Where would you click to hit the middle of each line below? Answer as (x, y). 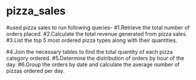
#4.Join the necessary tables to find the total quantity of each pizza (90, 51)
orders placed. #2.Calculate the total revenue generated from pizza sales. (97, 33)
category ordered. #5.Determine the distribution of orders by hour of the (95, 58)
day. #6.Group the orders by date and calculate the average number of (93, 64)
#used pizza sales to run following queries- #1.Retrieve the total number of (98, 27)
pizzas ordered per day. (35, 70)
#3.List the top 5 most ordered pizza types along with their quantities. (92, 40)
